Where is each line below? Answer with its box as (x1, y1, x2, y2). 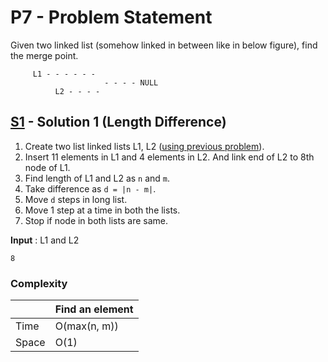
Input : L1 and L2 (10, 234, 80, 246)
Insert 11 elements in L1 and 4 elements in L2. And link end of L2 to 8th (24, 151, 315, 163)
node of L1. (24, 161, 71, 173)
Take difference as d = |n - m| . (24, 182, 157, 195)
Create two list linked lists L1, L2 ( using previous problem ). (24, 140, 265, 152)
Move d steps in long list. (24, 193, 128, 205)
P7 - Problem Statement (10, 6, 213, 29)
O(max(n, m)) (54, 319, 119, 333)
